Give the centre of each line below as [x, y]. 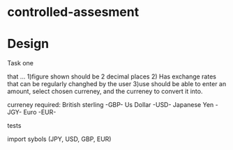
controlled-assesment [73, 12]
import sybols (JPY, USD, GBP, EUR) [59, 139]
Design [28, 44]
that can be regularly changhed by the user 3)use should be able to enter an [117, 84]
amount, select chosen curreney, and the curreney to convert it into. [105, 92]
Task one [20, 63]
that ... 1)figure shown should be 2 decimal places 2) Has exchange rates [112, 76]
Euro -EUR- [40, 112]
